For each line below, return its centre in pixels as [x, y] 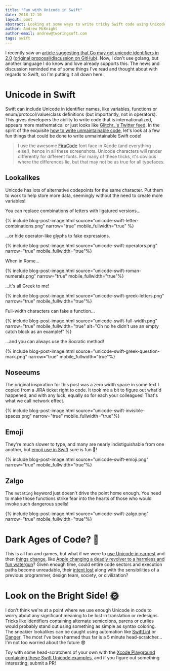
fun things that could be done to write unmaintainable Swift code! [73, 136]
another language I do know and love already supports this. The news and [82, 63]
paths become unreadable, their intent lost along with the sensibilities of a [82, 570]
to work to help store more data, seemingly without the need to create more [84, 195]
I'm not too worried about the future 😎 [46, 642]
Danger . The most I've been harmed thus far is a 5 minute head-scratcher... [84, 637]
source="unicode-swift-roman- [109, 271]
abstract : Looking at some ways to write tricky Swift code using [77, 24]
